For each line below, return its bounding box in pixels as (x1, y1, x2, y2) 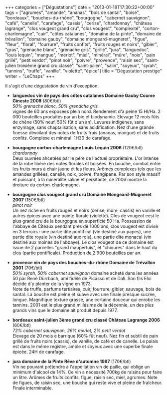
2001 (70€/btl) (12, 265, 43, 271)
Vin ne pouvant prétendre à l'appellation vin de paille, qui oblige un (12, 364, 150, 370)
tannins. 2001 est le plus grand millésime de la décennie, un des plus (12, 302, 154, 308)
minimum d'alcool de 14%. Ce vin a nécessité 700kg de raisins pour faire (12, 369, 162, 375)
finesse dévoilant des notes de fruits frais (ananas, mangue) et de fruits (12, 130, 160, 135)
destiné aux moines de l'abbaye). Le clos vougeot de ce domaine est (12, 239, 154, 245)
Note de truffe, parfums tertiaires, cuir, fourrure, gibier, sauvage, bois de (12, 286, 161, 292)
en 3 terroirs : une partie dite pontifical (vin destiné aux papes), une (12, 229, 151, 234)
